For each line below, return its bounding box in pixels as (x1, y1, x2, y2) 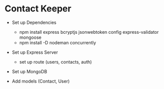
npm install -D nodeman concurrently (19, 39, 96, 45)
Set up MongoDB (11, 68, 47, 75)
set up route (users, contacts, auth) (19, 59, 92, 65)
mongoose (19, 34, 42, 40)
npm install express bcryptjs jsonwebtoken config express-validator (19, 29, 159, 35)
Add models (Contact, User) (11, 78, 70, 84)
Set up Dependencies (11, 19, 57, 25)
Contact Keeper (4, 3, 72, 14)
